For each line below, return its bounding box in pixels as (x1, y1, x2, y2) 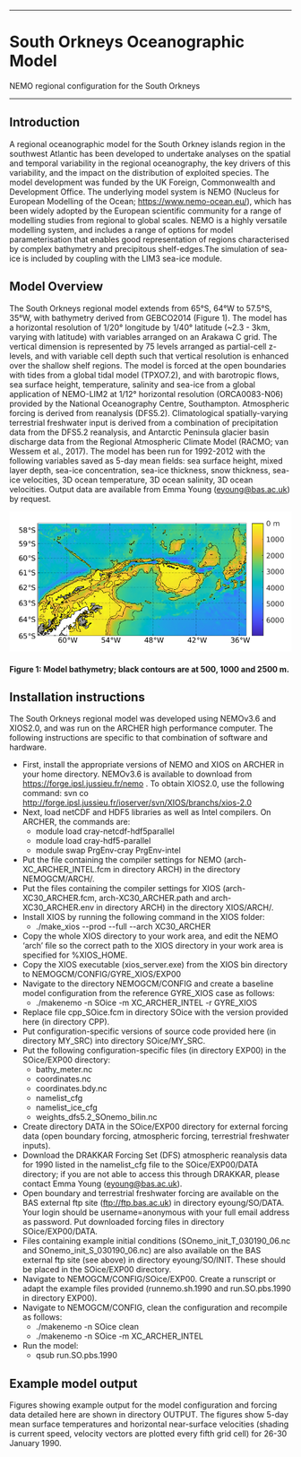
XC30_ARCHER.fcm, (21, 893, 98, 904)
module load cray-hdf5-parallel (35, 836, 151, 846)
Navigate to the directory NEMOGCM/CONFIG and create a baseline (21, 978, 274, 989)
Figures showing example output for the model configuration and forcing (9, 1400, 278, 1410)
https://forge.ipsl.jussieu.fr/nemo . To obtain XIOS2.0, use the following (21, 778, 285, 789)
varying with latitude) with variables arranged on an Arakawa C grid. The (9, 331, 278, 342)
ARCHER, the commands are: (21, 817, 131, 828)
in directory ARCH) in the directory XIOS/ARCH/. (96, 902, 274, 913)
